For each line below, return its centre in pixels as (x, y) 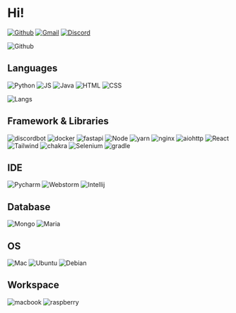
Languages (33, 68)
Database (29, 207)
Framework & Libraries (58, 121)
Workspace (33, 285)
